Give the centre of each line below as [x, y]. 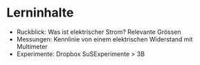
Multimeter [32, 46]
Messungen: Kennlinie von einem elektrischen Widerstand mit [104, 39]
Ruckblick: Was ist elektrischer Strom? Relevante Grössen [99, 32]
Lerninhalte [40, 13]
